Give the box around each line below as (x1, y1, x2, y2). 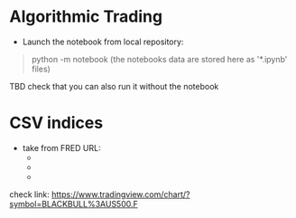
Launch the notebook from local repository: (22, 36, 184, 47)
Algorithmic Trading (9, 6, 163, 27)
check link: (9, 188, 50, 200)
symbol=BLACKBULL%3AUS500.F (9, 198, 138, 209)
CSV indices (9, 113, 104, 133)
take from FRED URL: (22, 142, 101, 153)
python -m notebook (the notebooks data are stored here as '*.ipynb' (31, 53, 288, 64)
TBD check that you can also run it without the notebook (9, 81, 219, 91)
